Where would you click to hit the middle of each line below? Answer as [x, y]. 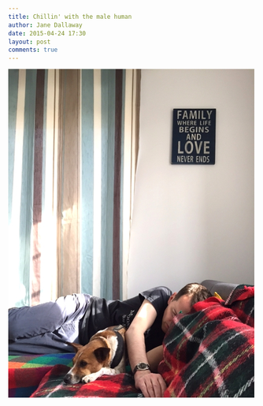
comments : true [33, 50]
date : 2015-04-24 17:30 [47, 33]
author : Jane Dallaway [45, 25]
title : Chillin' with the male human [70, 17]
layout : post [30, 42]
